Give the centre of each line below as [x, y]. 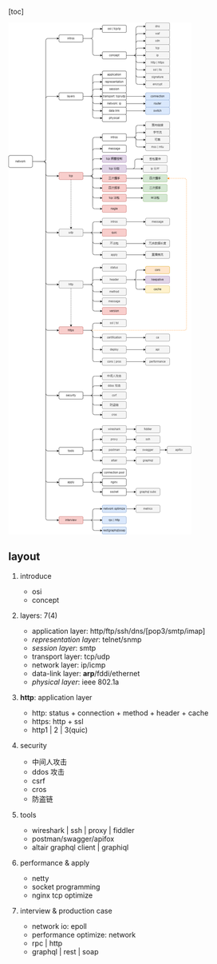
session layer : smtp [64, 647]
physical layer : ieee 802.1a [75, 682]
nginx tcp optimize [62, 895]
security [34, 745]
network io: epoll [59, 926]
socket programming [66, 886]
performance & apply [55, 862]
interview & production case [66, 910]
